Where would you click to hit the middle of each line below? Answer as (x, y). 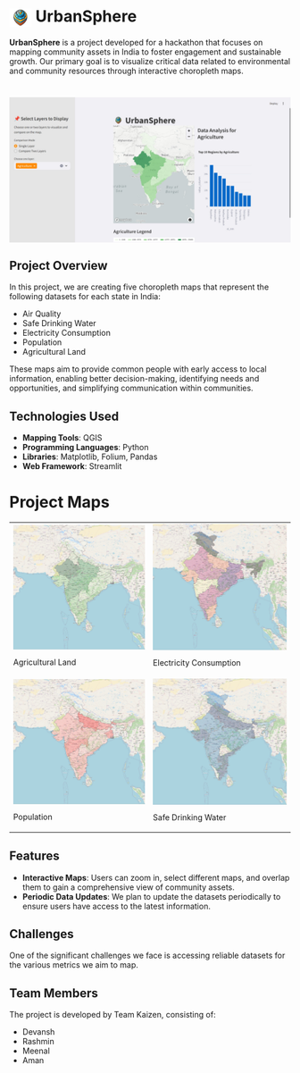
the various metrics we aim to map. (74, 965)
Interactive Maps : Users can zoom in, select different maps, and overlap (156, 877)
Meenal (36, 1051)
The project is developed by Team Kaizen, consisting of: (112, 1015)
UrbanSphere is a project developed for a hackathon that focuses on (136, 42)
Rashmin (38, 1042)
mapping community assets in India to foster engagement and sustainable (145, 52)
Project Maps (59, 503)
